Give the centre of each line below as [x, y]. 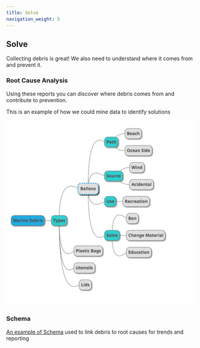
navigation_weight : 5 [33, 19]
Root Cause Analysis [37, 81]
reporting [18, 338]
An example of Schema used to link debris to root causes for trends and [95, 332]
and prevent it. [24, 65]
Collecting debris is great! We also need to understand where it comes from [100, 59]
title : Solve [22, 13]
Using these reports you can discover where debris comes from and [90, 94]
